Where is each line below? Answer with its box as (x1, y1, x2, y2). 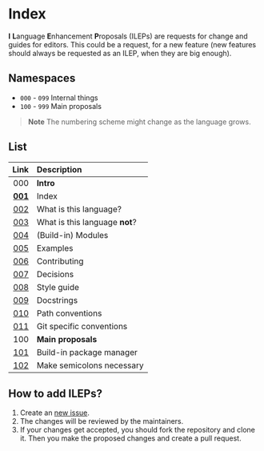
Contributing (36, 256, 84, 267)
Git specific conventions (36, 320, 128, 332)
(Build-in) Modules (36, 229, 109, 240)
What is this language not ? (36, 216, 138, 228)
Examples (36, 242, 74, 253)
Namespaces (8, 71, 76, 85)
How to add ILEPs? (8, 386, 102, 401)
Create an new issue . (19, 408, 90, 417)
